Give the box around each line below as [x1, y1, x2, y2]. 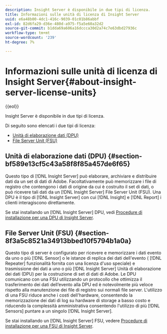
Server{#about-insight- [36, 76, 137, 87]
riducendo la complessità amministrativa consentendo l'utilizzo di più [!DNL [5, 303, 160, 309]
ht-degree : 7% [5, 40, 35, 45]
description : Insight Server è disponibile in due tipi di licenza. [5, 7, 151, 12]
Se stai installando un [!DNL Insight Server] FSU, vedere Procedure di [5, 318, 148, 324]
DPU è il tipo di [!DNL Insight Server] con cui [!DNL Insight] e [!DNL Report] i [5, 194, 162, 200]
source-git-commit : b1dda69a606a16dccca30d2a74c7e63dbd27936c [5, 26, 137, 31]
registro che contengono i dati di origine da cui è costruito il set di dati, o [5, 183, 154, 189]
